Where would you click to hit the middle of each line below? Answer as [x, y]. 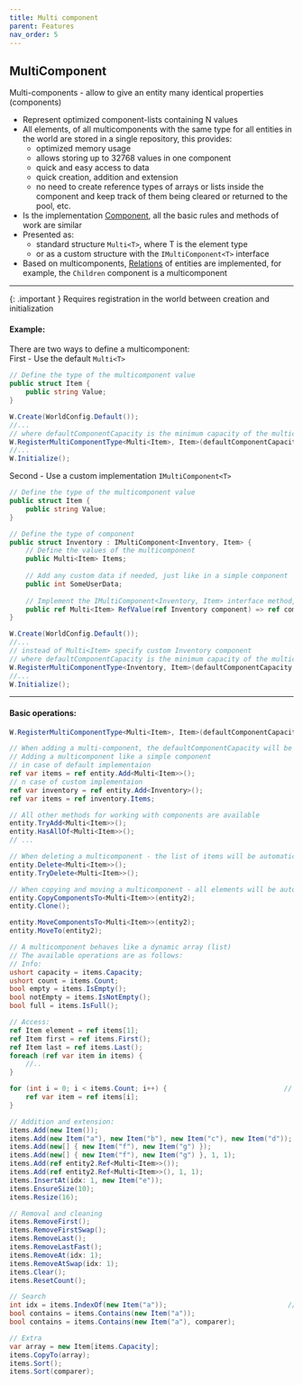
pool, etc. [53, 206]
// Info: [26, 964]
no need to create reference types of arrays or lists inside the [150, 187]
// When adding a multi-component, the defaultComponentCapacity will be [151, 748]
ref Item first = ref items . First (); [80, 1039]
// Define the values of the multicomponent [110, 551]
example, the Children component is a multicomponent [125, 273]
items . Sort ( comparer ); [52, 1371]
